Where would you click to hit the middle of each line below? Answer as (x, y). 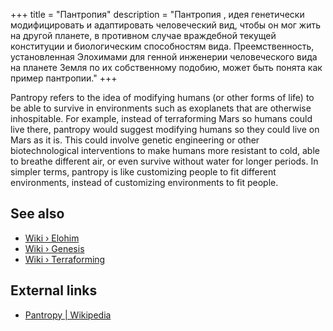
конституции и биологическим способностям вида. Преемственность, (162, 46)
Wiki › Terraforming (65, 259)
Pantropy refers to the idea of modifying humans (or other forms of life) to (162, 97)
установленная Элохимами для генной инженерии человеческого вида (164, 57)
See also (37, 214)
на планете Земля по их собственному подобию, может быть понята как (166, 67)
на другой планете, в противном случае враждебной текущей (143, 35)
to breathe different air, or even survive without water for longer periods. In (164, 161)
